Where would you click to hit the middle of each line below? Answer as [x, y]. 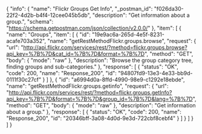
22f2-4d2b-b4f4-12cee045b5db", [49, 15]
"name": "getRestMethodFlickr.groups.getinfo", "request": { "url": [87, 86]
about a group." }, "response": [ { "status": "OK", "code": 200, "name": [94, 112]
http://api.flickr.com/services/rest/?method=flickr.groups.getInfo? [90, 92]
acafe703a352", [26, 41]
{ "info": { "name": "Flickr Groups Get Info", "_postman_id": [80, 9]
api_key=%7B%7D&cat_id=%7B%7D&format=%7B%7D [76, 54]
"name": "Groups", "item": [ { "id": [48, 35]
